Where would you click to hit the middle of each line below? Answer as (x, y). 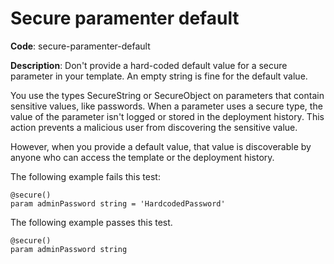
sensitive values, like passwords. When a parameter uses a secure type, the (166, 106)
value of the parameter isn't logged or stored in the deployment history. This (167, 116)
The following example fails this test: (85, 176)
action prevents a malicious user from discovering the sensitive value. (154, 127)
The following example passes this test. (91, 222)
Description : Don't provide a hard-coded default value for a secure (149, 65)
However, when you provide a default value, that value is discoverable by (161, 146)
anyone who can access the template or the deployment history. (142, 157)
